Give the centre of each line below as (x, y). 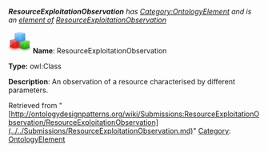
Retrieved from (33, 105)
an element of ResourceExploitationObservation (87, 20)
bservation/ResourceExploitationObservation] (83, 122)
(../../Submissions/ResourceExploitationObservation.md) (101, 131)
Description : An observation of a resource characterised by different (122, 82)
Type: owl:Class (35, 66)
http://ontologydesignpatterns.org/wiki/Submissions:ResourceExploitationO (135, 114)
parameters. (28, 90)
